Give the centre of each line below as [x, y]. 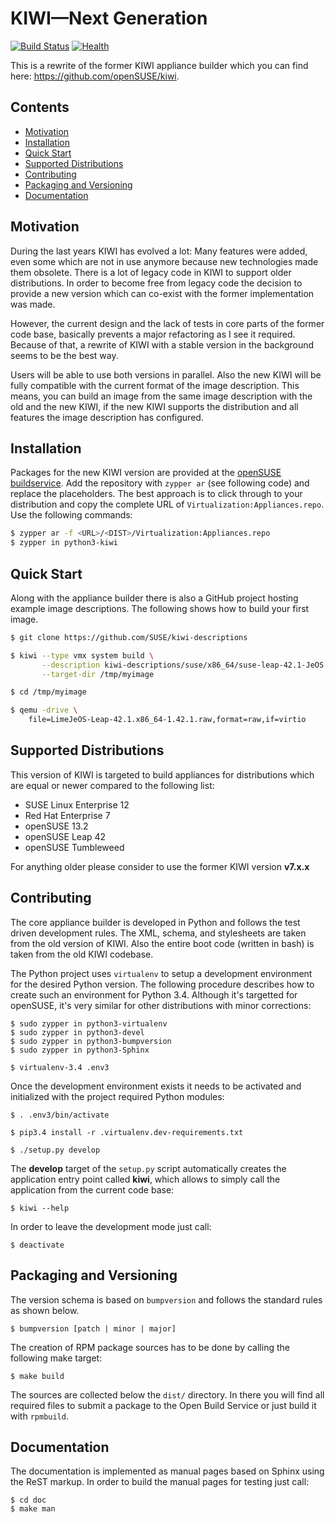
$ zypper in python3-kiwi [64, 543]
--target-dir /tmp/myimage [98, 674]
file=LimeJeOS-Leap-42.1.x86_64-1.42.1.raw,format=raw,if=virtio [167, 720]
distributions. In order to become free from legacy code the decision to [156, 283]
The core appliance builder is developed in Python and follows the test [155, 922]
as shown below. [45, 1310]
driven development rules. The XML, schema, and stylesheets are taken [158, 933]
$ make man [33, 1509]
